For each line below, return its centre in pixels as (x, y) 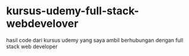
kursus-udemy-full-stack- (73, 11)
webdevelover (42, 24)
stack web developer (32, 46)
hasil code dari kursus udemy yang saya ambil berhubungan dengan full (95, 40)
